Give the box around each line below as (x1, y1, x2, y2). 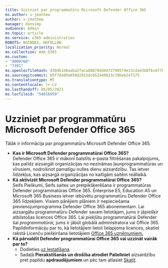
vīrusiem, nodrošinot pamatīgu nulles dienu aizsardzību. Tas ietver (12, 166, 150, 172)
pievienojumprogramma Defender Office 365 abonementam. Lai (12, 204, 144, 210)
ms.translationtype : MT (5, 77, 55, 82)
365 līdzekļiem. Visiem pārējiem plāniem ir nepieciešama (12, 198, 130, 204)
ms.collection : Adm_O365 (5, 49, 57, 54)
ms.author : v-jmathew (5, 12, 50, 17)
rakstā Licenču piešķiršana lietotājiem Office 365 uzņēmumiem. (12, 230, 143, 236)
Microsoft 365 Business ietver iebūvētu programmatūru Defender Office (12, 193, 161, 199)
